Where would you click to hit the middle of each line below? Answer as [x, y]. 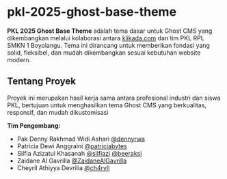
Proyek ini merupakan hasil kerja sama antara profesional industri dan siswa [114, 98]
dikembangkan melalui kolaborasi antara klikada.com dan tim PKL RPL [106, 38]
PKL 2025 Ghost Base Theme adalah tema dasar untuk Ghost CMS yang [110, 31]
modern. [19, 59]
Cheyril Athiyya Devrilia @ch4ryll [63, 167]
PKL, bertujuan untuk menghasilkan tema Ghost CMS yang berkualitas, [107, 105]
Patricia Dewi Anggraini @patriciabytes [72, 146]
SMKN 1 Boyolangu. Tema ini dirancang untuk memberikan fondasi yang [109, 45]
